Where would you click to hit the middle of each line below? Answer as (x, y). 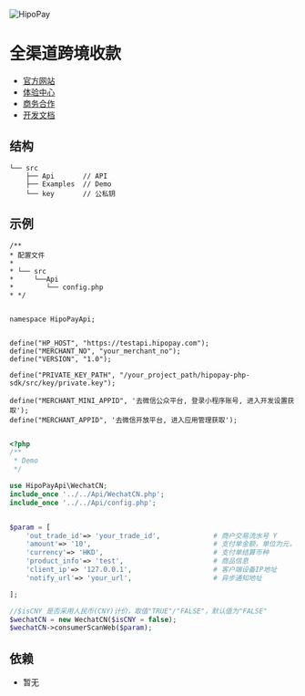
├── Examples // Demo (69, 184)
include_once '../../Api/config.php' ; (83, 503)
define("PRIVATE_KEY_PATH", (63, 375)
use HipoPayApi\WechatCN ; (58, 486)
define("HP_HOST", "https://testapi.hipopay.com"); (109, 343)
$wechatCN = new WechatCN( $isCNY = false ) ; (93, 619)
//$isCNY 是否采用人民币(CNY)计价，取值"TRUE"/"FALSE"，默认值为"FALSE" (138, 611)
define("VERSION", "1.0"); (61, 359)
